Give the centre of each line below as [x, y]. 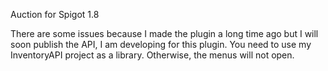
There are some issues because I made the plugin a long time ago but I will [164, 33]
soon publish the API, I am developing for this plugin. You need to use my [161, 44]
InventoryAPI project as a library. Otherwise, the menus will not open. [152, 55]
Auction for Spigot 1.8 [55, 14]
